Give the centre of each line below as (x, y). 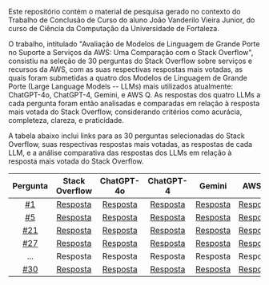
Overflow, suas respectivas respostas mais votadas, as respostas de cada (130, 144)
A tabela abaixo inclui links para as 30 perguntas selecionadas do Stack (127, 136)
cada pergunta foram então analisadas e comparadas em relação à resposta (134, 103)
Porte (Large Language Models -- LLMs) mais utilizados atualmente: (121, 86)
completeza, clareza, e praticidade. (66, 120)
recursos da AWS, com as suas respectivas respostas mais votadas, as (125, 69)
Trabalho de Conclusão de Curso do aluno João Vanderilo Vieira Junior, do (132, 20)
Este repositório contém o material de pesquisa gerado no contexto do (125, 12)
